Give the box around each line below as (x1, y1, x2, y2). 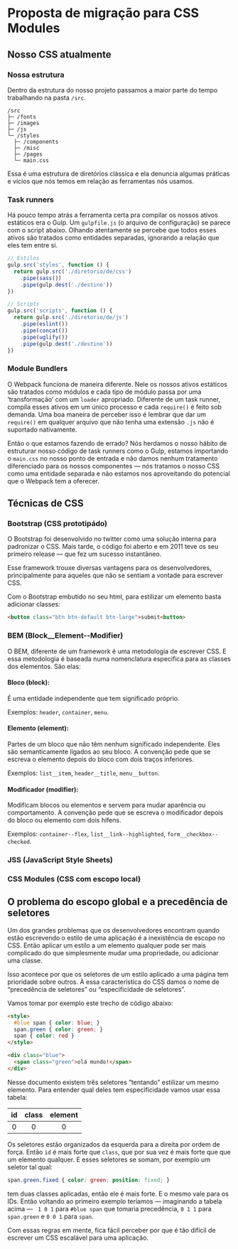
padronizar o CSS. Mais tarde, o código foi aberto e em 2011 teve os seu (7, 542, 219, 551)
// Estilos (7, 254, 40, 262)
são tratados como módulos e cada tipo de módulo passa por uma (7, 387, 202, 396)
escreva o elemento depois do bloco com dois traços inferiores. (7, 755, 194, 763)
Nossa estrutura (7, 70, 65, 80)
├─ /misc (13, 144, 40, 151)
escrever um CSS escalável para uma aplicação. (7, 1233, 149, 1242)
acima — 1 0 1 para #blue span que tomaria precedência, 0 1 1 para (7, 1204, 212, 1213)
